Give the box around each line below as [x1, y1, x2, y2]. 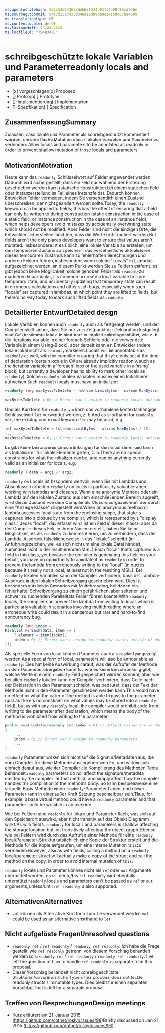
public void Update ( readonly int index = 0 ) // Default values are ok [5, 723, 153, 727]
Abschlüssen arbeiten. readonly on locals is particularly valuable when [5, 483, 146, 489]
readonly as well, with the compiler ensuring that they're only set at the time [5, 353, 159, 359]
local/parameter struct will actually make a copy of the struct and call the [5, 853, 153, 859]
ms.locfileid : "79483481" [5, 30, 58, 35]
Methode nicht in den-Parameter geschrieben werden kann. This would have [5, 687, 160, 693]
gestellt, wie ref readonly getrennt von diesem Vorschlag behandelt [12, 948, 151, 954]
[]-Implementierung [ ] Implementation [12, 99, 89, 105]
